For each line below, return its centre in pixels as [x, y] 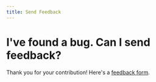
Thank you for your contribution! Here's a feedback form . [78, 72]
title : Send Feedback [34, 12]
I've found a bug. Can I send [78, 42]
